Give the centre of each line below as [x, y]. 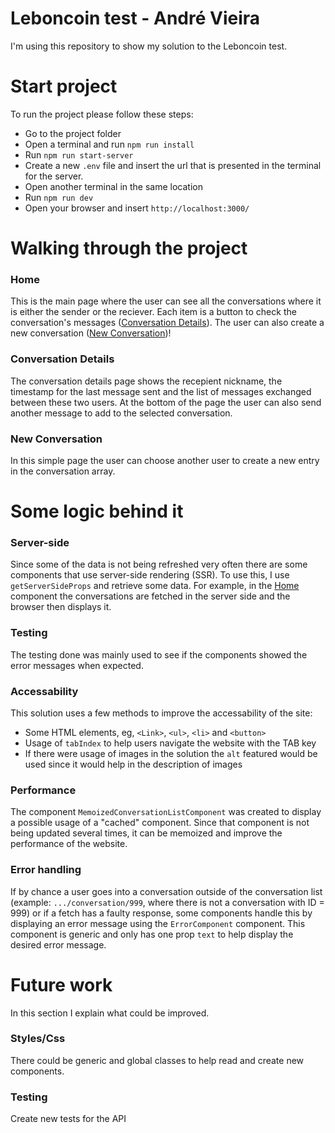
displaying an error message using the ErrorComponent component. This [158, 923]
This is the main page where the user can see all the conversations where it [166, 301]
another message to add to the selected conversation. [121, 413]
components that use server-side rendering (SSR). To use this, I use [150, 575]
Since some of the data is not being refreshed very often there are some [159, 564]
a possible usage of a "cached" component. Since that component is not [160, 823]
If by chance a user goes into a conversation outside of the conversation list [166, 891]
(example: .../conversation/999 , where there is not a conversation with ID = [167, 902]
